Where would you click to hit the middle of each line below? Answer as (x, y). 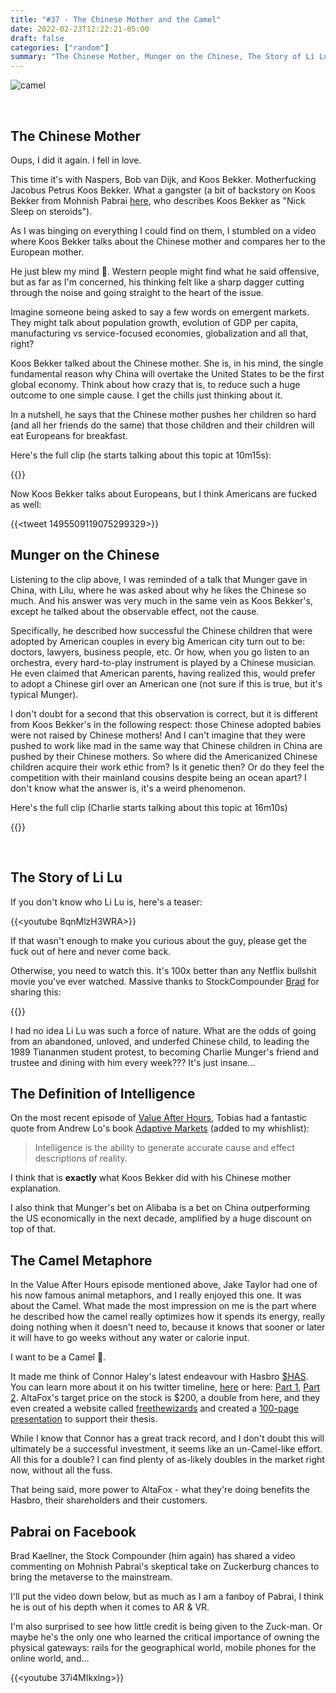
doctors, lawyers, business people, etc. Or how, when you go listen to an (160, 652)
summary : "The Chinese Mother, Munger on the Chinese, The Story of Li (162, 57)
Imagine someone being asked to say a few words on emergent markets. (160, 312)
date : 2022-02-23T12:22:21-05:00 (80, 29)
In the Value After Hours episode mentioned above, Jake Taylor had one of (164, 1285)
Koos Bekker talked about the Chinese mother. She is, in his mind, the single (167, 363)
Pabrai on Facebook (73, 1531)
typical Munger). (44, 694)
